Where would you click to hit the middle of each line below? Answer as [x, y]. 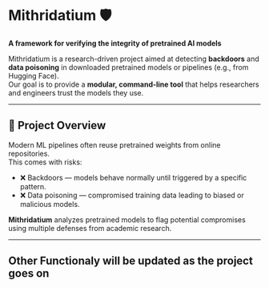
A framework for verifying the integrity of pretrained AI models [115, 43]
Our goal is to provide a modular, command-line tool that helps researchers [134, 84]
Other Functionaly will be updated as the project [131, 261]
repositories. [29, 153]
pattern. [33, 186]
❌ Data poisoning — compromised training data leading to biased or [132, 195]
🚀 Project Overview [57, 126]
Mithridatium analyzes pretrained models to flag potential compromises [127, 219]
